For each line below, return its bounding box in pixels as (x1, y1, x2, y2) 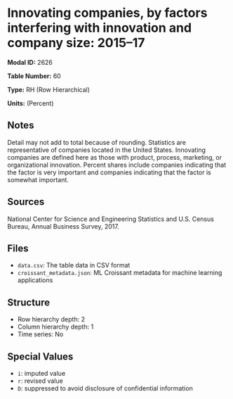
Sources (7, 196, 45, 208)
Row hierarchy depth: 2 (17, 315, 86, 324)
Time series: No (17, 330, 64, 338)
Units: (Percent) (7, 99, 54, 107)
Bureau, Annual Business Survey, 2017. (7, 222, 119, 230)
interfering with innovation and (7, 20, 192, 36)
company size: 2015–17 (7, 35, 145, 51)
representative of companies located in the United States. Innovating (7, 146, 206, 154)
